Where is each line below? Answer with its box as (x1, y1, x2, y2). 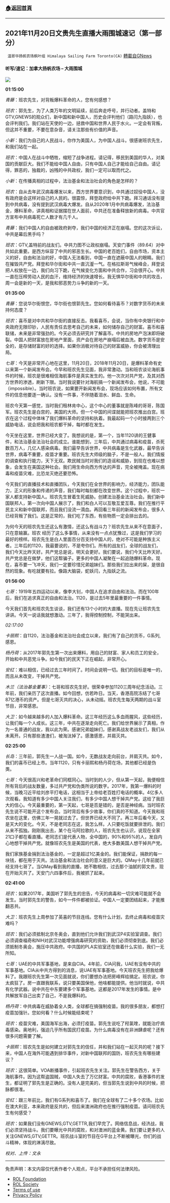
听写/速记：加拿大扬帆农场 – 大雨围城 (5, 65, 82, 71)
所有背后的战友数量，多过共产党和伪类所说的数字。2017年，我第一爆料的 (5, 783, 157, 789)
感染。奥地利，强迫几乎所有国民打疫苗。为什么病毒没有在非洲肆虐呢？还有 (9, 1027, 165, 1033)
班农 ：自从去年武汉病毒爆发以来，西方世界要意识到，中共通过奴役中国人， (5, 189, 160, 195)
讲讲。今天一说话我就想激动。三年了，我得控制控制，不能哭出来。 (5, 612, 143, 618)
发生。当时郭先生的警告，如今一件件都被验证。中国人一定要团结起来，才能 (5, 897, 160, 903)
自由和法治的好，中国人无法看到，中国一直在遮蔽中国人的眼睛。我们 (22, 254, 165, 261)
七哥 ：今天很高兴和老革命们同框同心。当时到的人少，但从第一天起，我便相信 (5, 777, 165, 783)
